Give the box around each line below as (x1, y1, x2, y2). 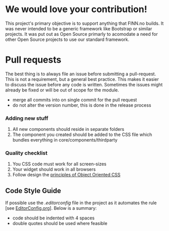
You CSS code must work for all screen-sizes (12, 161, 107, 167)
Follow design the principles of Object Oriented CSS (12, 172, 121, 178)
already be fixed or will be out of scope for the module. (5, 87, 119, 93)
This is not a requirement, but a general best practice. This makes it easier (5, 76, 159, 82)
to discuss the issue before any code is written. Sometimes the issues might (5, 81, 163, 87)
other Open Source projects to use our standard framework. (5, 36, 130, 42)
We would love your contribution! (5, 4, 147, 15)
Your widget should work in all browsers (12, 166, 96, 172)
